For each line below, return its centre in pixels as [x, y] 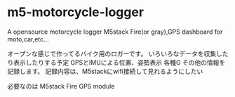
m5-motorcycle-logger [76, 12]
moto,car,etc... [28, 39]
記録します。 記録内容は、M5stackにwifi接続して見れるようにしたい [105, 71]
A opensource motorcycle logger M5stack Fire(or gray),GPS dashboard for [115, 32]
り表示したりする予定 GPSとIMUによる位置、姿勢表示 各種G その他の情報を [116, 62]
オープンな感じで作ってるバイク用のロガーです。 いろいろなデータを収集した [118, 53]
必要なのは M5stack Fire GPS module [61, 86]
